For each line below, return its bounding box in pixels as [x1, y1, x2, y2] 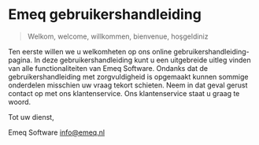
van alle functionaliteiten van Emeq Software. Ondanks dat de [8, 63, 209, 72]
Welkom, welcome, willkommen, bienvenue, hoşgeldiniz [27, 32, 209, 41]
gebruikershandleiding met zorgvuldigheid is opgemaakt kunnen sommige [8, 72, 249, 81]
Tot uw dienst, [8, 112, 54, 121]
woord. [8, 97, 31, 106]
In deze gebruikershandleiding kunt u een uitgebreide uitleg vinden [34, 55, 251, 65]
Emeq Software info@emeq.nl [8, 128, 105, 137]
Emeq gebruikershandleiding [8, 6, 202, 24]
